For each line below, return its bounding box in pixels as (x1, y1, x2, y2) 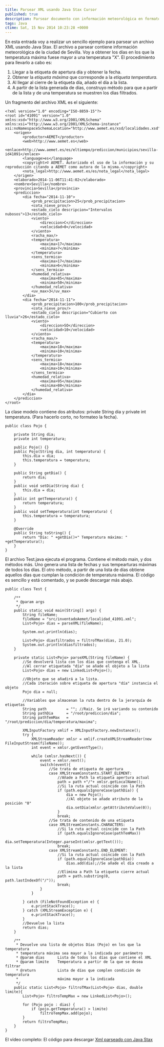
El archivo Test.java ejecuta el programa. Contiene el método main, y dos (5, 556, 152, 562)
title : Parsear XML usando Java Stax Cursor (5, 7, 97, 12)
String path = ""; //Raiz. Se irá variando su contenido (22, 707, 159, 712)
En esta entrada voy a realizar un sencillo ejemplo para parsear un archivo (5, 39, 154, 45)
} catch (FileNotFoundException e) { (22, 900, 99, 904)
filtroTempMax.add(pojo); (40, 1011, 93, 1016)
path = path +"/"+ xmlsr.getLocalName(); (57, 780, 143, 785)
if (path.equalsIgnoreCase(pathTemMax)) (57, 831, 141, 836)
